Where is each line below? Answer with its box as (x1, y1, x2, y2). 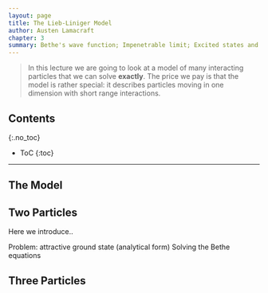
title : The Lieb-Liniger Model (8, 19, 112, 27)
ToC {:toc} (19, 148, 54, 158)
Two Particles (8, 205, 78, 219)
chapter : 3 (8, 33, 45, 42)
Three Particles (8, 274, 86, 287)
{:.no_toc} (8, 132, 41, 142)
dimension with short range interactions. (27, 88, 161, 98)
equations (8, 251, 41, 260)
